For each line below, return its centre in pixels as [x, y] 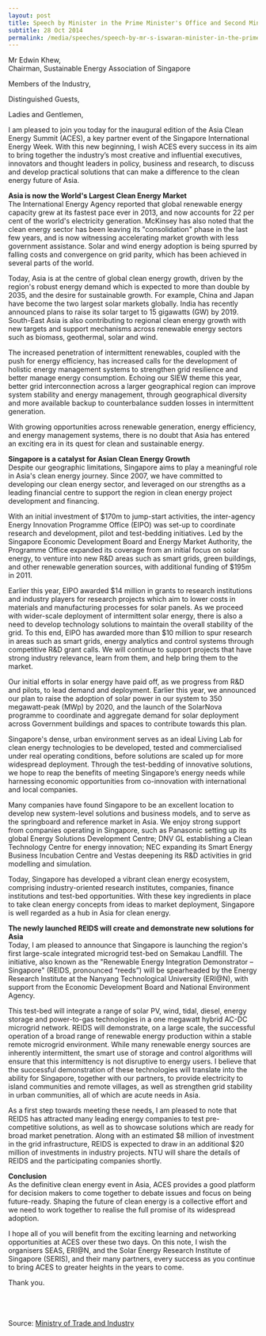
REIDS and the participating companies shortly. [85, 1161]
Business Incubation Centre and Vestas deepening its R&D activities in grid [130, 855]
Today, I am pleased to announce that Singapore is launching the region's [128, 945]
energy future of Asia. [44, 181]
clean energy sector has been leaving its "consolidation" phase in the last [128, 230]
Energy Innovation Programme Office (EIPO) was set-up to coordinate [122, 525]
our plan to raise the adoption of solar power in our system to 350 [116, 698]
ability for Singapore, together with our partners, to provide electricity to [126, 1079]
